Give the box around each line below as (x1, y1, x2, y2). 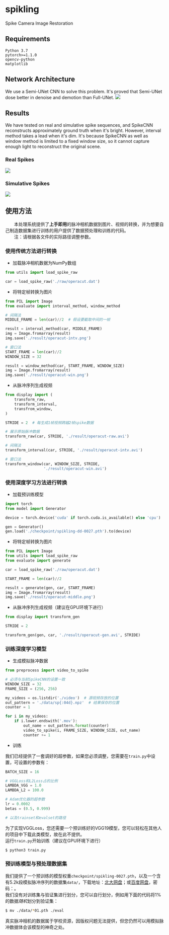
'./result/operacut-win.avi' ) (43, 466, 107, 471)
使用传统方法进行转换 (5, 248, 57, 255)
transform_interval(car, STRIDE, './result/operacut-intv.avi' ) (5, 448, 143, 453)
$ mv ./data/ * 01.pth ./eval (5, 908, 64, 913)
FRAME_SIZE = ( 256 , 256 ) (5, 686, 57, 691)
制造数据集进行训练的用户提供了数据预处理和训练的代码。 (9, 227, 129, 233)
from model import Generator (5, 506, 66, 511)
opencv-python (5, 57, 35, 62)
